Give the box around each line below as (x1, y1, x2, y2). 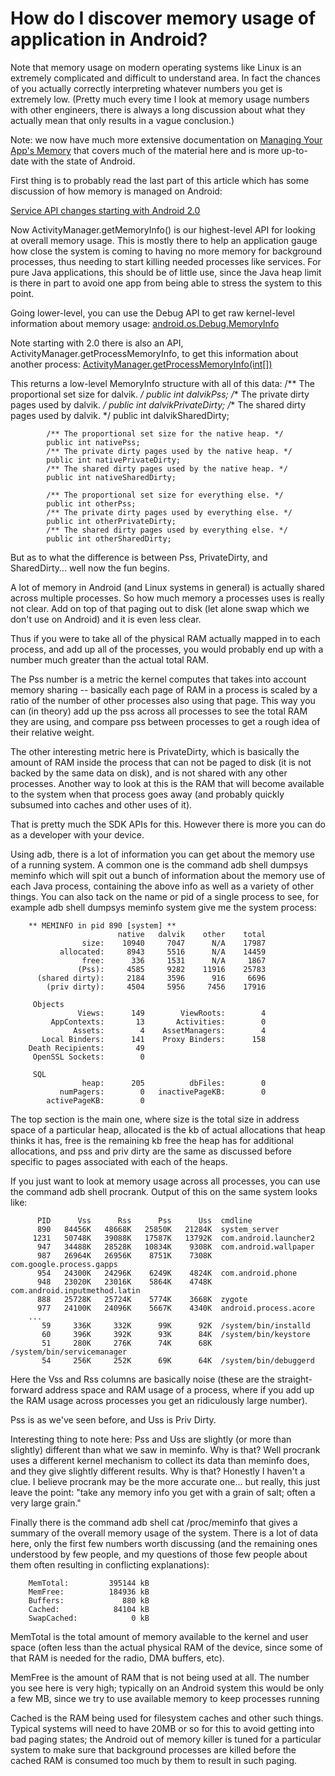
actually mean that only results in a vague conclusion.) (10, 114, 235, 126)
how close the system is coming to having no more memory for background (10, 245, 323, 257)
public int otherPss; (46, 498, 137, 509)
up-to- (281, 144, 308, 156)
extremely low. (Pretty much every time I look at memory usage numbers (10, 93, 310, 105)
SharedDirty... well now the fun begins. (10, 562, 170, 574)
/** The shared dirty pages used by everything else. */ (46, 525, 288, 535)
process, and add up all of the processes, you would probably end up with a (10, 643, 324, 655)
